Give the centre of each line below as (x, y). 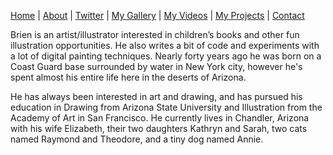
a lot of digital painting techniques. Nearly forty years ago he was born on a (166, 56)
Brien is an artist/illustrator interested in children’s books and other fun (155, 34)
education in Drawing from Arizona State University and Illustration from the (166, 107)
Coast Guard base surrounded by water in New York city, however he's (156, 66)
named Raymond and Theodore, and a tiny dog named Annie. (137, 139)
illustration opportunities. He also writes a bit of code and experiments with (165, 45)
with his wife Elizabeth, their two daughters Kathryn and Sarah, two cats (159, 128)
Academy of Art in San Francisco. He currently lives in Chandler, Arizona (160, 118)
